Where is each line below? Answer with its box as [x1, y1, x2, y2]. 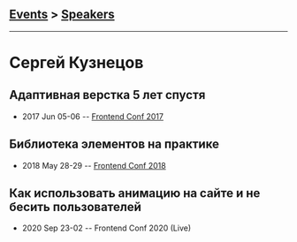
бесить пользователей [9, 200, 141, 215]
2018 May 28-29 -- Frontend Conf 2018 [21, 160, 166, 170]
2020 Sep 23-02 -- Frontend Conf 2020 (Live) [21, 223, 192, 233]
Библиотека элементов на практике [9, 137, 219, 152]
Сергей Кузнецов [9, 53, 144, 72]
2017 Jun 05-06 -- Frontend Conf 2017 [21, 110, 164, 122]
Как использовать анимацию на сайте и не [9, 185, 261, 201]
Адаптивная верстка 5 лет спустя [9, 87, 206, 102]
